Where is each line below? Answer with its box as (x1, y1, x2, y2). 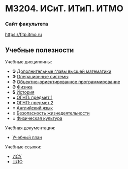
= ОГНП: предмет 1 (12, 94, 53, 101)
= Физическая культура (12, 115, 63, 121)
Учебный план (12, 135, 42, 141)
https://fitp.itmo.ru (5, 31, 42, 37)
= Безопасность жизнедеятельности (12, 110, 90, 116)
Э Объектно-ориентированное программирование (12, 79, 121, 85)
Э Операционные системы (12, 74, 69, 80)
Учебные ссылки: (5, 144, 42, 150)
